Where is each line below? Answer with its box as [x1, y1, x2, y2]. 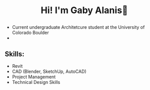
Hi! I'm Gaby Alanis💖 [40, 5, 128, 16]
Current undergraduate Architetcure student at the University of [12, 24, 145, 30]
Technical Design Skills [12, 79, 61, 85]
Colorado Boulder [12, 30, 49, 36]
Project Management [12, 74, 56, 80]
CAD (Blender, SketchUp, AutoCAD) [12, 68, 87, 74]
